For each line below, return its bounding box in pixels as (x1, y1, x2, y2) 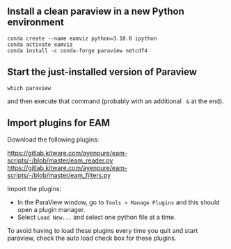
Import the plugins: (7, 185, 61, 193)
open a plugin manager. (17, 206, 86, 214)
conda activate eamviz (7, 41, 73, 48)
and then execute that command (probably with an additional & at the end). (7, 97, 225, 105)
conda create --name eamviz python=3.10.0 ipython (7, 35, 157, 42)
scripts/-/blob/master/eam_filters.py (7, 171, 111, 180)
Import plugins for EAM (7, 117, 110, 129)
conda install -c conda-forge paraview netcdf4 (7, 47, 148, 54)
